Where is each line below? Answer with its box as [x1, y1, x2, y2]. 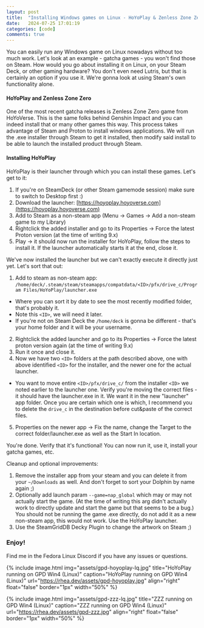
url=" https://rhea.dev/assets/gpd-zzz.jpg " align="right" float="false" [6, 608, 178, 615]
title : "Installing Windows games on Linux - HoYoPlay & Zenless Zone [6, 15, 191, 21]
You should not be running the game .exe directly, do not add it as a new [15, 510, 197, 517]
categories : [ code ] [6, 26, 56, 32]
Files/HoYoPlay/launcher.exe [23, 287, 97, 293]
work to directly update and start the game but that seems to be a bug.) [15, 504, 194, 511]
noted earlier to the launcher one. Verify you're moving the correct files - [15, 385, 197, 393]
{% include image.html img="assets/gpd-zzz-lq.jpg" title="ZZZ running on [6, 595, 193, 602]
